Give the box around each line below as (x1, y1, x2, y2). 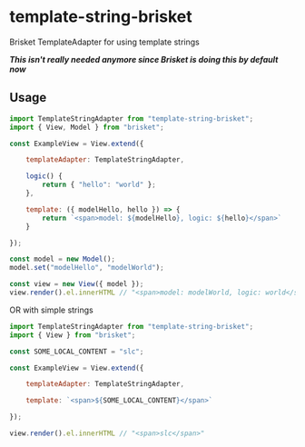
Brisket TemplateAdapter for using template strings (9, 36, 200, 47)
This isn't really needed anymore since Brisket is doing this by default (9, 54, 279, 65)
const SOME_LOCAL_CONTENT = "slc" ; (9, 347, 144, 356)
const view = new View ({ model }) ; (9, 280, 144, 289)
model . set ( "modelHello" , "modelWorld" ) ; (9, 263, 165, 273)
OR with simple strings (9, 304, 93, 315)
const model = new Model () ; (9, 254, 116, 264)
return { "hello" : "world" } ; (42, 180, 156, 190)
